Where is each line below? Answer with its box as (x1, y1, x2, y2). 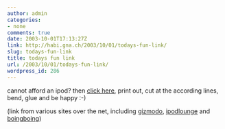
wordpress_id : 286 (7, 67, 60, 74)
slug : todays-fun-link (7, 49, 72, 56)
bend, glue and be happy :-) (7, 93, 86, 102)
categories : (7, 16, 41, 23)
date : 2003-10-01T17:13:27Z (7, 36, 88, 43)
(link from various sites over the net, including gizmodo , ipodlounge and (7, 107, 211, 115)
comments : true (7, 29, 51, 36)
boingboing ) (7, 114, 42, 122)
